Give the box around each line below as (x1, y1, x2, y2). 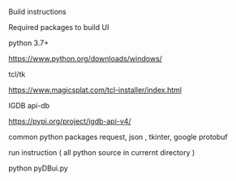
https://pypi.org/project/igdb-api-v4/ (8, 116, 131, 126)
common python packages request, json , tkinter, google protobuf (8, 133, 229, 141)
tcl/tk (8, 69, 26, 79)
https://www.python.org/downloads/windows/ (8, 54, 162, 63)
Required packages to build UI (8, 23, 109, 32)
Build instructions (8, 7, 67, 16)
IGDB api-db (8, 101, 50, 110)
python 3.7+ (8, 38, 49, 48)
